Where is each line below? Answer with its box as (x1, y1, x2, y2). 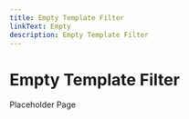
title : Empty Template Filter (9, 13, 125, 23)
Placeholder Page (9, 99, 76, 110)
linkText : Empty (9, 22, 71, 31)
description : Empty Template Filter (9, 30, 149, 39)
